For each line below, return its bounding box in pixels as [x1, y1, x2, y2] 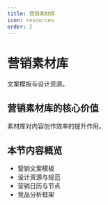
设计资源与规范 [17, 172, 61, 181]
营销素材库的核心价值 [7, 102, 99, 114]
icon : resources [7, 17, 54, 24]
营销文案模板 [17, 164, 54, 172]
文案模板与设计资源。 [7, 79, 68, 88]
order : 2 [7, 23, 33, 30]
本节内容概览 [7, 144, 63, 156]
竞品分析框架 [17, 190, 54, 199]
